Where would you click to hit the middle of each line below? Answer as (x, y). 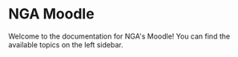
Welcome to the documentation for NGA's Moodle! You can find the (119, 36)
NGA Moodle (51, 14)
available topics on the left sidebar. (66, 44)
